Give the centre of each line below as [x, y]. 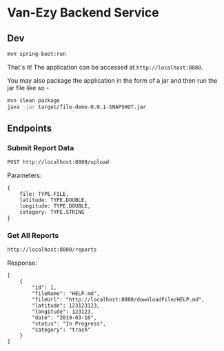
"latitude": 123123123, [66, 306]
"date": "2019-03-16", [64, 318]
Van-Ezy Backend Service [83, 13]
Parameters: [24, 175]
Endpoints [30, 129]
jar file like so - [28, 88]
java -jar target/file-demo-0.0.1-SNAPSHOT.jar [77, 107]
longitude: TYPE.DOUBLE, [55, 206]
